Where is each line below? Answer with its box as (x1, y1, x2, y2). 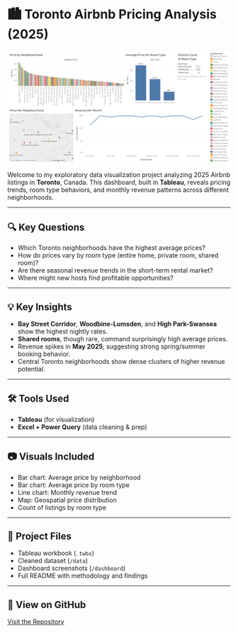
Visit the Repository (7, 617, 65, 626)
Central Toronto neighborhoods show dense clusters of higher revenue (17, 357, 225, 365)
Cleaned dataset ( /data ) (17, 557, 89, 565)
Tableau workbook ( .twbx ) (17, 549, 94, 557)
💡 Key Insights (7, 301, 72, 313)
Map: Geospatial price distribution (17, 496, 117, 504)
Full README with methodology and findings (17, 571, 148, 580)
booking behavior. (17, 349, 71, 358)
